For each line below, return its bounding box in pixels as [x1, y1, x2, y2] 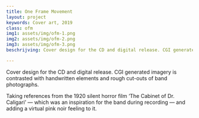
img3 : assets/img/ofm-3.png [6, 42, 76, 48]
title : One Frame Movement [6, 8, 73, 15]
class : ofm [6, 25, 33, 31]
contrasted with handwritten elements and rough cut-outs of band [6, 74, 168, 81]
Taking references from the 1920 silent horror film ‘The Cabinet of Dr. [6, 92, 175, 99]
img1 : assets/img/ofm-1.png [6, 31, 76, 37]
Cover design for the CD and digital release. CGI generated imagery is [6, 68, 177, 76]
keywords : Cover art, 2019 [6, 19, 73, 25]
